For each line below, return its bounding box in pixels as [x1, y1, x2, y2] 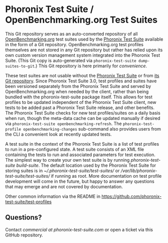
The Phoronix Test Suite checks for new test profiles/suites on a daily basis [5, 109, 160, 116]
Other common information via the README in [5, 193, 101, 199]
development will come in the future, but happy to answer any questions [5, 178, 154, 184]
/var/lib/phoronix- [120, 167, 157, 174]
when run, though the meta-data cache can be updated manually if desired [5, 115, 160, 121]
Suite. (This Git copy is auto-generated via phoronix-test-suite [5, 57, 136, 63]
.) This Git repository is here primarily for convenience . [34, 63, 147, 69]
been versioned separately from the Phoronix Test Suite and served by [5, 83, 151, 89]
